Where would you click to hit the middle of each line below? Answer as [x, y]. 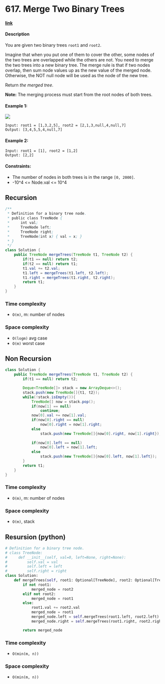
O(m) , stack [23, 521]
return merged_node [43, 630]
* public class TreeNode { [35, 218]
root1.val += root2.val [55, 608]
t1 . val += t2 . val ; [41, 268]
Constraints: [18, 166]
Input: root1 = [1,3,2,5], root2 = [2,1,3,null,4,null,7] [66, 126]
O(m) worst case [28, 343]
